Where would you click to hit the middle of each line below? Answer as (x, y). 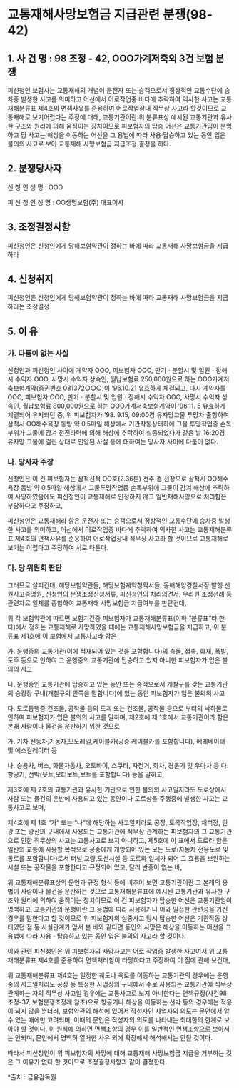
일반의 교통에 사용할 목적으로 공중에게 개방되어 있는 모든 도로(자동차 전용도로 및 (118, 849)
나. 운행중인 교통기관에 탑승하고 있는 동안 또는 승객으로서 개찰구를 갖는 (105, 684)
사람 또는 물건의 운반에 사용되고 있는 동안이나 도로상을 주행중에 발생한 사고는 (114, 798)
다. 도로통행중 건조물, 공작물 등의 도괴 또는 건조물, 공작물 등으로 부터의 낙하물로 (118, 708)
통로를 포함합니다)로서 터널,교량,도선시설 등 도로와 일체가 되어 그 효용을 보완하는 (119, 858)
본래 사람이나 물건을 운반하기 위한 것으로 (63, 726)
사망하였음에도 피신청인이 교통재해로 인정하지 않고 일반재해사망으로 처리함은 (121, 496)
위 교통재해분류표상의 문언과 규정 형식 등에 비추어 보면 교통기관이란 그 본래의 (114, 882)
